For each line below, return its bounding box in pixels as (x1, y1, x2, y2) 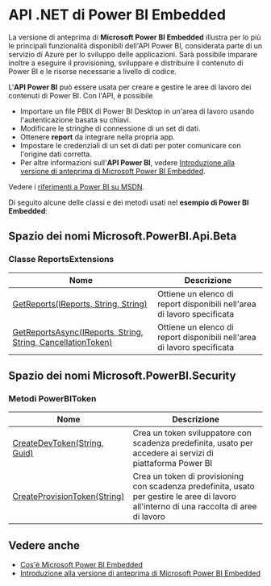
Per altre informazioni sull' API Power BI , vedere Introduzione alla (19, 157, 236, 167)
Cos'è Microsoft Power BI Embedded (19, 560, 144, 570)
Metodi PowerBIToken (8, 393, 97, 404)
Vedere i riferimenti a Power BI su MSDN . (8, 181, 145, 191)
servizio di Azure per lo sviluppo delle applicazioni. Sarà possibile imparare (8, 49, 258, 59)
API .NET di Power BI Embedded (8, 6, 226, 24)
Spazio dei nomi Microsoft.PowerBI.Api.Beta (8, 230, 237, 243)
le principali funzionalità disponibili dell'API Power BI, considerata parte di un (8, 40, 263, 50)
